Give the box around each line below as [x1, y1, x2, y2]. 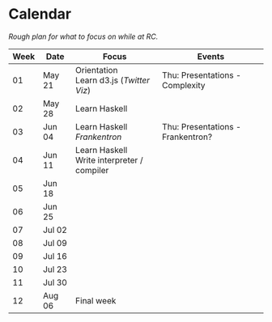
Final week [75, 294, 117, 306]
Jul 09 [43, 237, 67, 248]
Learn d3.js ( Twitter [75, 74, 151, 86]
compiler [75, 164, 109, 176]
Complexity [161, 79, 206, 91]
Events [197, 50, 225, 61]
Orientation [75, 64, 118, 75]
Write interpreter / [75, 155, 143, 166]
